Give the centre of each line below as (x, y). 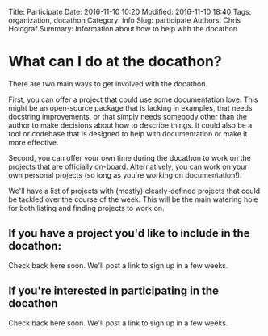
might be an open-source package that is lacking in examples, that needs (130, 107)
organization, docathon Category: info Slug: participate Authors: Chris (125, 20)
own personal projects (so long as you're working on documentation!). (125, 175)
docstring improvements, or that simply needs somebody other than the (128, 116)
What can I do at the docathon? (115, 62)
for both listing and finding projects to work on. (86, 208)
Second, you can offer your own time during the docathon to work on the (130, 157)
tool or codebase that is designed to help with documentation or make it (128, 133)
